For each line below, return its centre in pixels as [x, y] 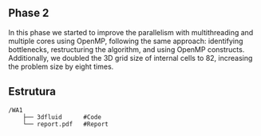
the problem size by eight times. [61, 66]
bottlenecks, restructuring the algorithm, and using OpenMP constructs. [127, 49]
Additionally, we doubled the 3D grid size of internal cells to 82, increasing [130, 58]
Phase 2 [29, 13]
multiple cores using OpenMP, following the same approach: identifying [126, 41]
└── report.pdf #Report [66, 124]
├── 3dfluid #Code [62, 117]
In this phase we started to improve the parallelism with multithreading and [131, 32]
